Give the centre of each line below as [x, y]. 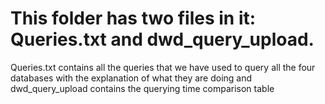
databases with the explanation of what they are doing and [131, 78]
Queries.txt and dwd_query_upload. [162, 39]
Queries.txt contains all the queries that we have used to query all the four [163, 67]
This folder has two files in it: [133, 18]
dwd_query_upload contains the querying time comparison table [142, 88]
